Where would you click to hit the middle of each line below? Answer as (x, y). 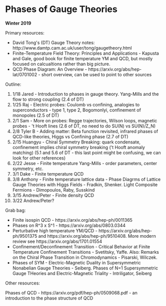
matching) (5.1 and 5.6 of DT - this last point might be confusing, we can (86, 152)
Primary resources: (25, 33)
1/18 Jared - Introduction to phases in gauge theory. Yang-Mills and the (85, 94)
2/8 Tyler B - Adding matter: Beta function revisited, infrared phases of (85, 131)
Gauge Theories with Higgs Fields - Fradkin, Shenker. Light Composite (85, 185)
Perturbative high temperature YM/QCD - (55, 231)
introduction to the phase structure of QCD (49, 298)
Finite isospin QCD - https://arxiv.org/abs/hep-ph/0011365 (72, 220)
